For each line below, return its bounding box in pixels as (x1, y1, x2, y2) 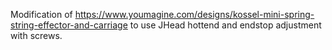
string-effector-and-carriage (10, 19, 128, 31)
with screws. (10, 30, 63, 41)
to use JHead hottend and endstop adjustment (129, 19, 322, 31)
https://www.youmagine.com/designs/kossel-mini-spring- (74, 9, 315, 20)
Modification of (10, 9, 73, 20)
